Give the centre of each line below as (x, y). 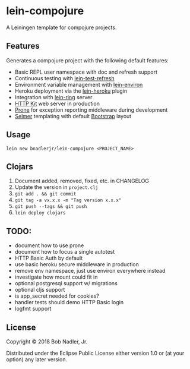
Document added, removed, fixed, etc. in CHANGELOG (82, 181)
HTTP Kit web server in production (57, 103)
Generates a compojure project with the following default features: (88, 60)
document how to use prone (49, 245)
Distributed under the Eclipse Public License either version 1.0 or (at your (95, 353)
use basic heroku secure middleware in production (77, 264)
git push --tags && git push (51, 207)
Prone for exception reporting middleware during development (91, 110)
